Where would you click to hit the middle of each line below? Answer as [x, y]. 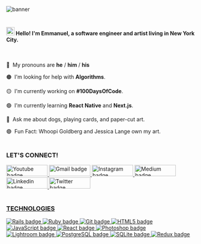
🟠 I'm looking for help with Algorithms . [56, 77]
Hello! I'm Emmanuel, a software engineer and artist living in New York [105, 34]
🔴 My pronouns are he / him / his [48, 65]
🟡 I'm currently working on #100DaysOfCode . [65, 91]
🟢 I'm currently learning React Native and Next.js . [70, 105]
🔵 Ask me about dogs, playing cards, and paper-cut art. [76, 119]
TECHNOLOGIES [31, 209]
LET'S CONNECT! [32, 155]
